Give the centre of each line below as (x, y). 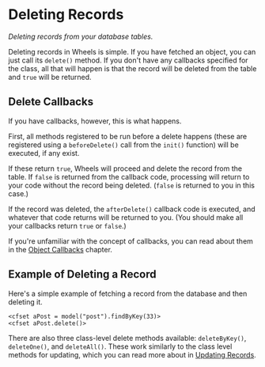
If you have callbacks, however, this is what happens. (95, 121)
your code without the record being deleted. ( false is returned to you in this (132, 185)
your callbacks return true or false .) (67, 225)
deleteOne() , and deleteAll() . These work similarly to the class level (120, 346)
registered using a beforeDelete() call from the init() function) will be (123, 145)
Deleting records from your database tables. (81, 36)
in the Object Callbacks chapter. (61, 249)
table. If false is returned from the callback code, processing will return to (129, 176)
